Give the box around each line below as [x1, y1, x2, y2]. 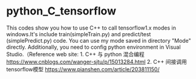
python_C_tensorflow [6, 4, 117, 18]
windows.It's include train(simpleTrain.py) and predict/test [6, 30, 151, 37]
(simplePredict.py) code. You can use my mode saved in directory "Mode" [6, 37, 192, 44]
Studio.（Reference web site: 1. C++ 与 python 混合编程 [6, 50, 145, 58]
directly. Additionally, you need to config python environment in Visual [6, 43, 181, 51]
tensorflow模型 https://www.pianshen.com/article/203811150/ [6, 65, 160, 73]
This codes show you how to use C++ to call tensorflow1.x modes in [6, 24, 177, 31]
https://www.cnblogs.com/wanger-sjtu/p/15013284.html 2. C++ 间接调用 [6, 58, 188, 65]
